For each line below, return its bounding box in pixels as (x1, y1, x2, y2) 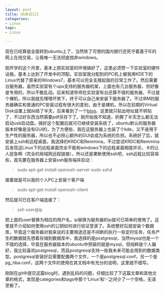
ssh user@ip (17, 207, 43, 213)
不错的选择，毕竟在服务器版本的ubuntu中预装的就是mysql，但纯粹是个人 (5, 241, 152, 247)
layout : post (5, 7, 32, 12)
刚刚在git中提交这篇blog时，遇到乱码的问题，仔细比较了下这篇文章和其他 (5, 270, 153, 276)
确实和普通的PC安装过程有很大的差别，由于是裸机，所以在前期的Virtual (13, 102, 158, 107)
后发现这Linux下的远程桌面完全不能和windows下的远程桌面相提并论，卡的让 (5, 145, 159, 150)
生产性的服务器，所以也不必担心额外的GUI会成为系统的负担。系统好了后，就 (5, 133, 159, 138)
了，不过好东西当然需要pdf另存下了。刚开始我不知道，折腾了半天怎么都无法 (5, 114, 159, 120)
